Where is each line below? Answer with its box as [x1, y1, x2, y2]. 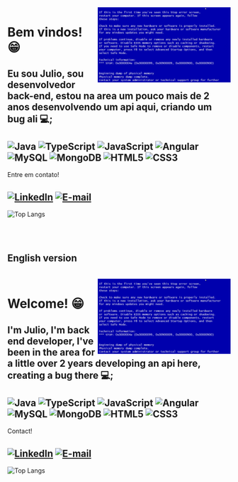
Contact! [7, 427, 33, 436]
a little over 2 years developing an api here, [7, 357, 201, 369]
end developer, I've [7, 335, 94, 347]
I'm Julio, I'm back [7, 323, 90, 336]
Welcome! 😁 [7, 296, 85, 312]
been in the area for [7, 346, 96, 358]
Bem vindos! [7, 24, 83, 41]
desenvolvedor [7, 78, 76, 91]
